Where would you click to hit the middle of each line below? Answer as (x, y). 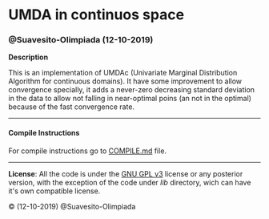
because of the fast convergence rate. (71, 107)
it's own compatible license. (54, 191)
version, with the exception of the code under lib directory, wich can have (130, 182)
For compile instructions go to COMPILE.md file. (87, 151)
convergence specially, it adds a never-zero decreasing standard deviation (131, 90)
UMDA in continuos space (96, 15)
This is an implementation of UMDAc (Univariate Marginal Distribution (123, 73)
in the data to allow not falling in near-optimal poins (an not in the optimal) (130, 99)
